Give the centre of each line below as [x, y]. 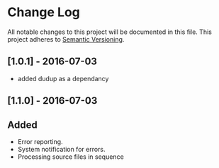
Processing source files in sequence [71, 157]
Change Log [44, 12]
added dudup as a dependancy [63, 78]
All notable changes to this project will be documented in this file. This [110, 32]
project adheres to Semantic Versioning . [66, 39]
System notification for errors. [61, 149]
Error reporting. [40, 141]
